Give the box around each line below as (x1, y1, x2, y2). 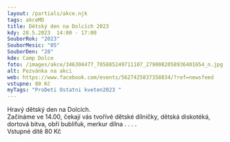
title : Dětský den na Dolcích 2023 (7, 23, 109, 29)
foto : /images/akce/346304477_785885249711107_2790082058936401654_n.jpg (7, 61, 224, 68)
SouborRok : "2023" (7, 36, 60, 43)
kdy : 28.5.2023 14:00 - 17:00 (7, 29, 97, 36)
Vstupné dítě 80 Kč (7, 128, 62, 136)
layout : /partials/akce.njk (7, 10, 88, 17)
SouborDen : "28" (7, 49, 54, 56)
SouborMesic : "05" (7, 42, 60, 49)
